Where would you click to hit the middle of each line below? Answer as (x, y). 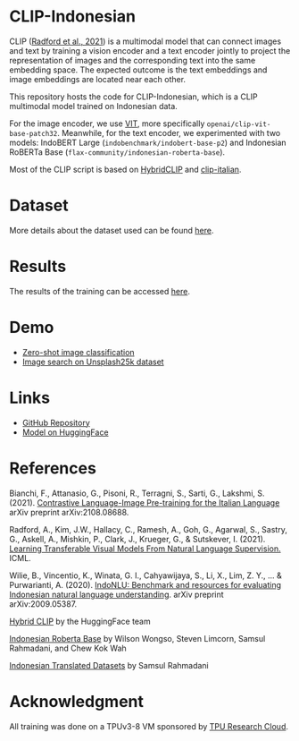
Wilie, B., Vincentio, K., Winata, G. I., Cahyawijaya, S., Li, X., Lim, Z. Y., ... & (146, 575)
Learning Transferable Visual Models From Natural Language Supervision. (145, 549)
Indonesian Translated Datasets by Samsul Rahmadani (109, 665)
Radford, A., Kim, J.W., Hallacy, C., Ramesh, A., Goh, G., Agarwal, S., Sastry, (148, 529)
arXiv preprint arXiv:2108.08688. (69, 512)
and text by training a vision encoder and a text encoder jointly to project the (150, 50)
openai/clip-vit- (239, 124)
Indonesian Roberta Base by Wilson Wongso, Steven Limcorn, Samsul (137, 638)
